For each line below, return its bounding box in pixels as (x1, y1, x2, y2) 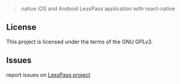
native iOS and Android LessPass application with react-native (20, 5, 176, 12)
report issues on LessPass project (6, 71, 91, 78)
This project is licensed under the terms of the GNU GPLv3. (6, 38, 153, 45)
